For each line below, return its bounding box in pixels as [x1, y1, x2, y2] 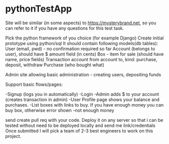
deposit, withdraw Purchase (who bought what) [5, 62, 105, 68]
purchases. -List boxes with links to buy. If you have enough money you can [5, 102, 164, 108]
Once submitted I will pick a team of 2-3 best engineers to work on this [5, 127, 153, 134]
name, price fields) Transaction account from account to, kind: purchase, [5, 56, 158, 62]
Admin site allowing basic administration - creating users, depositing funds [5, 71, 161, 77]
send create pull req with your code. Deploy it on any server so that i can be [5, 117, 163, 123]
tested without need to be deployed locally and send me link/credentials [5, 122, 156, 128]
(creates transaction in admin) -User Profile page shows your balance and [5, 97, 160, 103]
